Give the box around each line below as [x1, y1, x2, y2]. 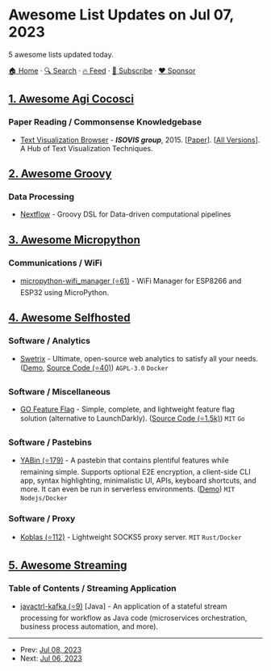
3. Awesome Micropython [8, 233, 141, 247]
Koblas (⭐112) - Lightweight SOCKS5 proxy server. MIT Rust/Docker [19, 532, 242, 542]
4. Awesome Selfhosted [8, 311, 131, 325]
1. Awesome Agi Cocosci [8, 92, 135, 106]
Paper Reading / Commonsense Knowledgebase [8, 116, 202, 128]
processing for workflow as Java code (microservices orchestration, [19, 613, 248, 623]
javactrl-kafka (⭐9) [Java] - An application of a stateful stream [19, 601, 227, 611]
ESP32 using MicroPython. [19, 288, 110, 297]
